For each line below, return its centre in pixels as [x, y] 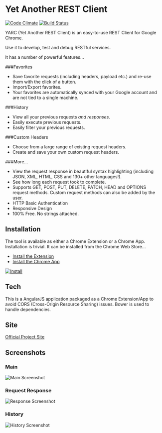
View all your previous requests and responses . [61, 117]
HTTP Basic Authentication [40, 203]
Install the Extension [33, 256]
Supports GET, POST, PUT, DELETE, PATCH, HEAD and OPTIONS [79, 187]
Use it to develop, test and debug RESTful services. [58, 47]
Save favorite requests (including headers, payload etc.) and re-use [82, 76]
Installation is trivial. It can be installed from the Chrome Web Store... [76, 246]
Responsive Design [32, 208]
